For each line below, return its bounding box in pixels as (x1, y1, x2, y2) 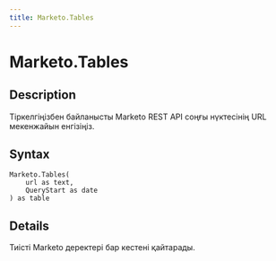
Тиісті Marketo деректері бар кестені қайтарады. (9, 242, 195, 253)
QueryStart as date (25, 186, 99, 196)
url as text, (25, 178, 74, 187)
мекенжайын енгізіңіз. (9, 120, 95, 131)
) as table (9, 194, 50, 203)
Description (9, 87, 76, 103)
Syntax (9, 147, 50, 162)
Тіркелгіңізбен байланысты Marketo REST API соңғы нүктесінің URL (9, 111, 267, 122)
